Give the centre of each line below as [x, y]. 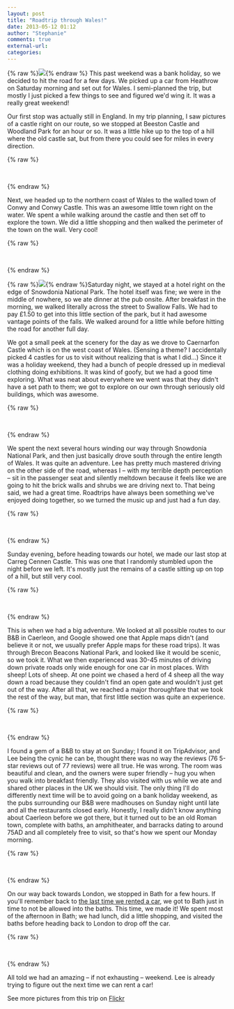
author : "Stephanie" [37, 33]
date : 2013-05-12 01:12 [42, 26]
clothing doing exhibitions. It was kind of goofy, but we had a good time [110, 372]
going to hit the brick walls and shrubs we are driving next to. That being [111, 485]
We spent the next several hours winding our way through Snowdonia [107, 448]
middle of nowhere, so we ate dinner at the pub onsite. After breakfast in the [117, 299]
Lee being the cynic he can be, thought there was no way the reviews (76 [112, 758]
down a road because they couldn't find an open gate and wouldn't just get [115, 682]
